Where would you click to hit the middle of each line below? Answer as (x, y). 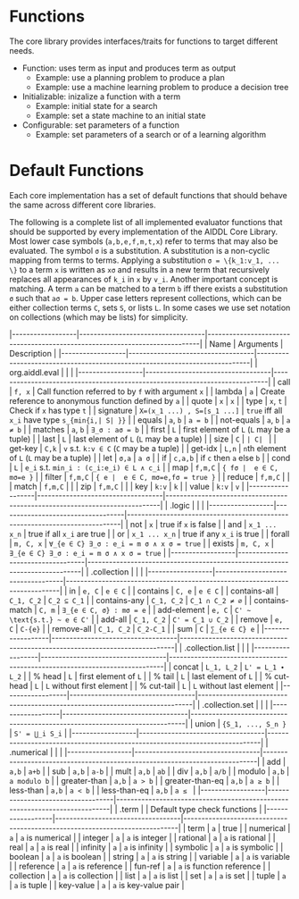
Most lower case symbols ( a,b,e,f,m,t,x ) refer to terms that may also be (144, 241)
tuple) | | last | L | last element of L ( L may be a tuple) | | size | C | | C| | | (143, 439)
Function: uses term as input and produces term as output (129, 68)
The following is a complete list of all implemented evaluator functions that (146, 222)
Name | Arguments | (246, 344)
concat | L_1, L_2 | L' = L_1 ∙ (229, 667)
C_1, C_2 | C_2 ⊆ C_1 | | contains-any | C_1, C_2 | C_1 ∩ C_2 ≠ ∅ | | (131, 600)
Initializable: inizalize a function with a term (101, 97)
